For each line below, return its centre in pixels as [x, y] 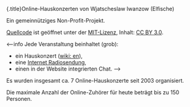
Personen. [19, 99]
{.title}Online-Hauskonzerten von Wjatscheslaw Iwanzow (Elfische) [90, 9]
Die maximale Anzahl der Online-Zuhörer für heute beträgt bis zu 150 [93, 92]
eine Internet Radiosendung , [51, 62]
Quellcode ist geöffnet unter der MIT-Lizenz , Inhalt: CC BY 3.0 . [85, 32]
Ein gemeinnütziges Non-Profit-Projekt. [56, 20]
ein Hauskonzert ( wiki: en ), [49, 56]
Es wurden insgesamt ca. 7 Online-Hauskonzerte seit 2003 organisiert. [95, 81]
